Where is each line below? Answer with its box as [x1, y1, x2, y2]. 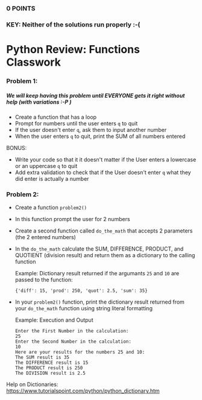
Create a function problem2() [14, 204, 87, 211]
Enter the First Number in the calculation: [14, 328, 129, 334]
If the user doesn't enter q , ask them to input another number [14, 126, 167, 133]
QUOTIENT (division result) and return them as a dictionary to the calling [14, 252, 195, 259]
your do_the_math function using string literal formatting [14, 305, 153, 312]
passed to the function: [14, 276, 73, 284]
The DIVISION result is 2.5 [14, 370, 86, 377]
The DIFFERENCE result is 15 [14, 360, 89, 366]
